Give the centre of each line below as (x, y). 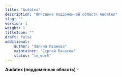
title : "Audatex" (23, 10)
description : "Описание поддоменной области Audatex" (61, 14)
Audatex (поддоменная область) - (42, 70)
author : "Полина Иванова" (41, 46)
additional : (17, 42)
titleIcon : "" (20, 33)
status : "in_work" (33, 56)
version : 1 (16, 23)
